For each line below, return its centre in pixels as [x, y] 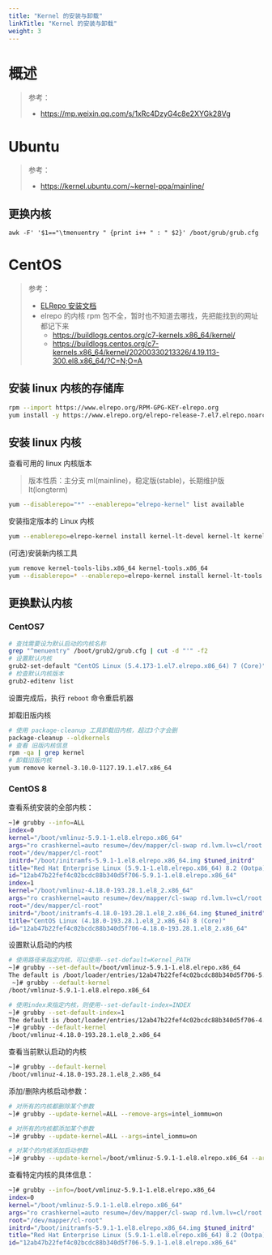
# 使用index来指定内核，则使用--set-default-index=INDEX [100, 1005]
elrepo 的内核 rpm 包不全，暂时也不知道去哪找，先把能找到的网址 [149, 316]
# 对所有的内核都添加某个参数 [51, 1129]
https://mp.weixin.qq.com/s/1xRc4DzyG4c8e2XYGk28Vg [135, 114]
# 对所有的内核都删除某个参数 [51, 1106]
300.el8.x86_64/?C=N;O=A [98, 361]
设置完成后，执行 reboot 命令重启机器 [71, 697]
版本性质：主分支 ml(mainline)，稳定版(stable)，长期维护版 [126, 481]
